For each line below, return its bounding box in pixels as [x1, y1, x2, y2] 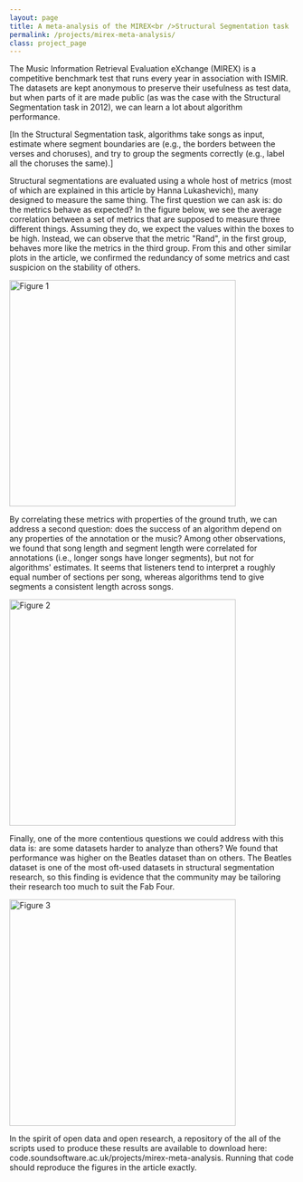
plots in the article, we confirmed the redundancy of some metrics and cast [9, 253, 290, 264]
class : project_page [9, 38, 88, 48]
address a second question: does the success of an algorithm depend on [9, 524, 282, 534]
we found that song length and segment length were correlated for [9, 543, 258, 553]
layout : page [9, 13, 59, 23]
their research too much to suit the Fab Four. [9, 881, 175, 892]
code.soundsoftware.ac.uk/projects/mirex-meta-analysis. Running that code [9, 1152, 294, 1164]
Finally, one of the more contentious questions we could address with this [9, 833, 284, 844]
